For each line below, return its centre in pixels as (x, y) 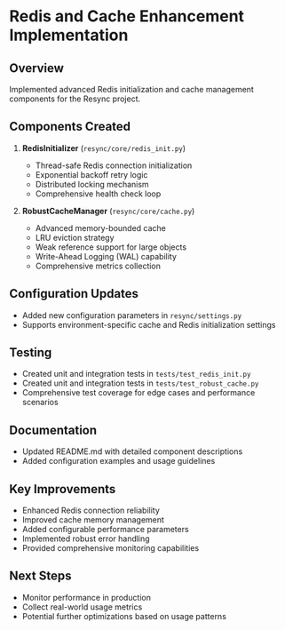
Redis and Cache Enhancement (127, 16)
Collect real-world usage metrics (82, 607)
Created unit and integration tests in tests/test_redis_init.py (136, 374)
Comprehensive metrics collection (98, 266)
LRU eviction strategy (75, 237)
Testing (31, 353)
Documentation (53, 430)
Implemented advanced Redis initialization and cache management (132, 89)
